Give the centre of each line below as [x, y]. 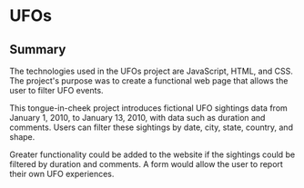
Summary [38, 49]
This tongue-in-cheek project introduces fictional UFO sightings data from [149, 108]
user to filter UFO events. [56, 90]
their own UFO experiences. [62, 174]
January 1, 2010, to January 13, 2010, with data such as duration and [137, 118]
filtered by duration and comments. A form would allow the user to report [147, 164]
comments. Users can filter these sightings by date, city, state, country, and [152, 127]
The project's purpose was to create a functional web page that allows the [149, 81]
